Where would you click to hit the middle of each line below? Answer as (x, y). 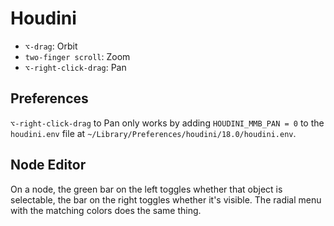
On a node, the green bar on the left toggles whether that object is (146, 189)
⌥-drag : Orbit (51, 46)
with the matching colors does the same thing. (106, 210)
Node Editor (48, 165)
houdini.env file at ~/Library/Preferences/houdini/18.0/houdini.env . (153, 133)
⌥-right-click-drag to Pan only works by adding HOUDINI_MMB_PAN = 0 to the (167, 123)
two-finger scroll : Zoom (77, 56)
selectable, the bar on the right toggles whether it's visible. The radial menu (166, 199)
